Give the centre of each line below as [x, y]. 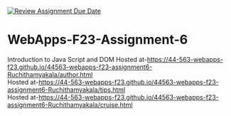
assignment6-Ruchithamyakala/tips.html [66, 90]
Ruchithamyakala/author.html [50, 74]
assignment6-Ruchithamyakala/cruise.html [70, 105]
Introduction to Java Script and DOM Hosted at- [77, 59]
